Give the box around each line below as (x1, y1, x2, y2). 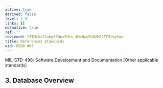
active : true (5, 7, 32, 12)
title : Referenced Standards (5, 39, 65, 44)
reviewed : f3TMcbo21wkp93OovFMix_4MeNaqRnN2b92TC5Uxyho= (5, 35, 124, 40)
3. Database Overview (5, 76, 74, 85)
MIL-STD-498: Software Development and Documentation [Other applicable (5, 57, 159, 63)
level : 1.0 (5, 16, 27, 21)
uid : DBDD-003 (5, 44, 34, 48)
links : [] (5, 21, 25, 26)
